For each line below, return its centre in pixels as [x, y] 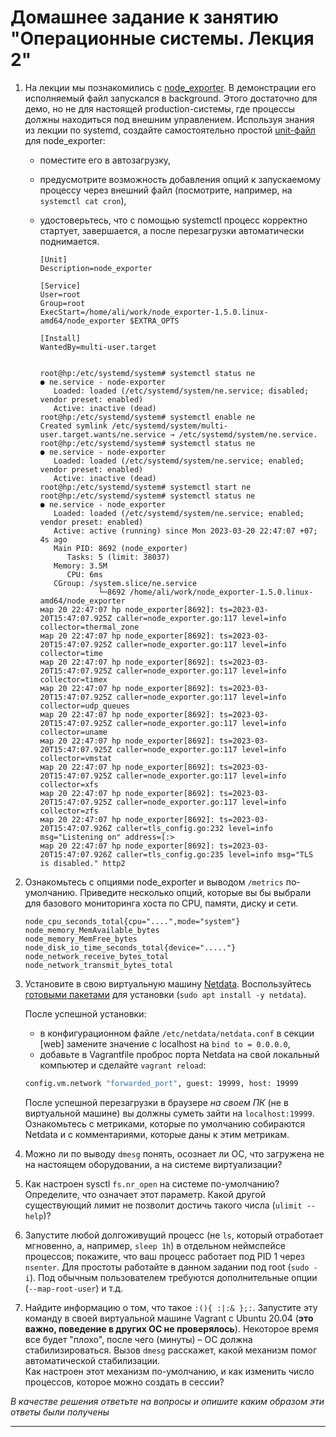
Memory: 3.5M [80, 566]
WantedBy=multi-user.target [98, 347]
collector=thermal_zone [89, 627]
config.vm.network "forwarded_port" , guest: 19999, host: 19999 [161, 1083]
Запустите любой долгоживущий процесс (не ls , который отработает [174, 1235]
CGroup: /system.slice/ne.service [125, 583]
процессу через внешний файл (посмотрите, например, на [166, 190]
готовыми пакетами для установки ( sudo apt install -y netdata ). [165, 994]
